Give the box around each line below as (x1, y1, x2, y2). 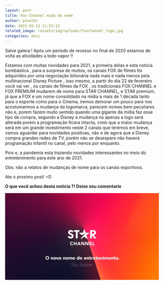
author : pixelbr (5, 18, 38, 23)
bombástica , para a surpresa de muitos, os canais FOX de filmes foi (5, 67, 143, 73)
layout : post (5, 8, 32, 13)
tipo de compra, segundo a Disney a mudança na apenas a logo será (5, 114, 143, 120)
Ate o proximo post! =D (5, 174, 52, 179)
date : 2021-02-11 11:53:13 (5, 23, 60, 28)
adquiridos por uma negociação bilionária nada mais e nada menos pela (5, 73, 150, 78)
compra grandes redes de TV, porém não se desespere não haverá (5, 135, 140, 141)
